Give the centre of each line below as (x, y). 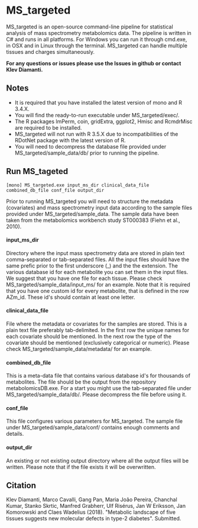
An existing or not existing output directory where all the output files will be (98, 461)
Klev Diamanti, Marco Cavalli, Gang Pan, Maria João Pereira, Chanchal (92, 500)
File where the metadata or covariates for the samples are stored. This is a (97, 324)
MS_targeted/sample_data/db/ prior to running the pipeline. (87, 153)
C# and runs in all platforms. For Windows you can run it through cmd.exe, (97, 39)
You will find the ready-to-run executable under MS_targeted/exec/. (97, 115)
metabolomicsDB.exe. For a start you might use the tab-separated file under (99, 388)
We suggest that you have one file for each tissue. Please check (84, 278)
